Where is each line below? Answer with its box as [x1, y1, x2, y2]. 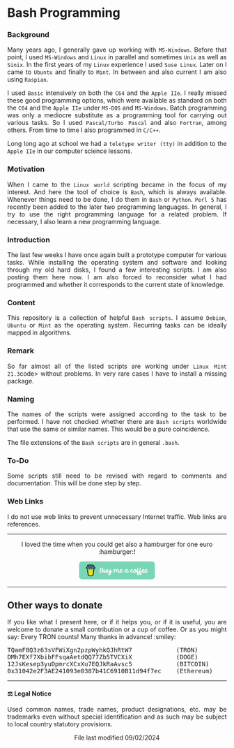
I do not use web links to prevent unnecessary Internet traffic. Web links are [7, 512, 227, 521]
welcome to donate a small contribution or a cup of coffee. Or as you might [7, 625, 227, 633]
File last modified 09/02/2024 [74, 733, 160, 742]
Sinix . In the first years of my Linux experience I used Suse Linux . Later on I [7, 61, 227, 69]
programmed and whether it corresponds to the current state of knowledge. [7, 281, 225, 289]
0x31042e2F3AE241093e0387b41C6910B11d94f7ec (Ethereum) [7, 667, 214, 675]
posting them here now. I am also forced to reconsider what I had [7, 273, 227, 281]
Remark [7, 346, 35, 355]
